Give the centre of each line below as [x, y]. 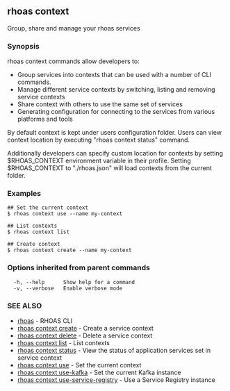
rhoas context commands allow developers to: [74, 61]
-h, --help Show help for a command [74, 282]
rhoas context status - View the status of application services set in [114, 350]
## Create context [34, 244]
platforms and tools [45, 119]
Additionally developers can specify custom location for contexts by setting [115, 153]
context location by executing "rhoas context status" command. [98, 140]
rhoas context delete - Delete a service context [85, 335]
